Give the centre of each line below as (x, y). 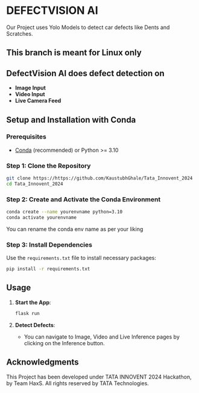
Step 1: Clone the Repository (49, 166)
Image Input (30, 88)
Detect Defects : (35, 325)
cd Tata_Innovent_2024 (35, 184)
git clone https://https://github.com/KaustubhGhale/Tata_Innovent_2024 (99, 178)
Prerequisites (26, 137)
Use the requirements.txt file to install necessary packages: (81, 258)
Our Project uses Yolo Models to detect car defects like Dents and (88, 27)
